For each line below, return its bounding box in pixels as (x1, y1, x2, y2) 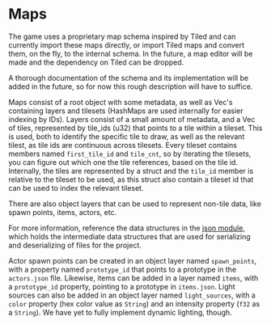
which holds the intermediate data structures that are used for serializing (8, 231, 251, 241)
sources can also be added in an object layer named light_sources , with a (8, 290, 256, 300)
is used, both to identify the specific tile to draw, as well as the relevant (8, 131, 245, 141)
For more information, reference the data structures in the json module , (8, 223, 245, 233)
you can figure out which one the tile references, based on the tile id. (8, 157, 239, 167)
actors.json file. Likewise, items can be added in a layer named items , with (8, 272, 259, 283)
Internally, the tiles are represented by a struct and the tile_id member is (8, 166, 254, 175)
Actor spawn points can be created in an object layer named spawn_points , (8, 255, 257, 265)
